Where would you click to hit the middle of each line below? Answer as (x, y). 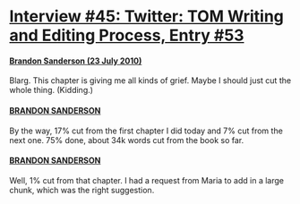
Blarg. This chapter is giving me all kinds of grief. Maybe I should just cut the (150, 81)
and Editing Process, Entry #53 (127, 35)
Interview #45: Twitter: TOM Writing (146, 17)
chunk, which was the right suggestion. (82, 190)
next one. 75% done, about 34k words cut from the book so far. (127, 140)
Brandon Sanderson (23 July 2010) (76, 61)
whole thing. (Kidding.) (51, 90)
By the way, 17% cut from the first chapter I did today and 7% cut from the (146, 131)
